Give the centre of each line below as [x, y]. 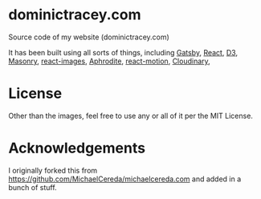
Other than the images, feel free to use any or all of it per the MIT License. [130, 116]
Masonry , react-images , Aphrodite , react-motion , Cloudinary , [109, 61]
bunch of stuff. [33, 187]
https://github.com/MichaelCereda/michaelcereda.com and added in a [125, 179]
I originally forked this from [53, 170]
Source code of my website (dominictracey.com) [89, 37]
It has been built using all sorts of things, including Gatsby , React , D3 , [123, 52]
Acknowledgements [77, 148]
